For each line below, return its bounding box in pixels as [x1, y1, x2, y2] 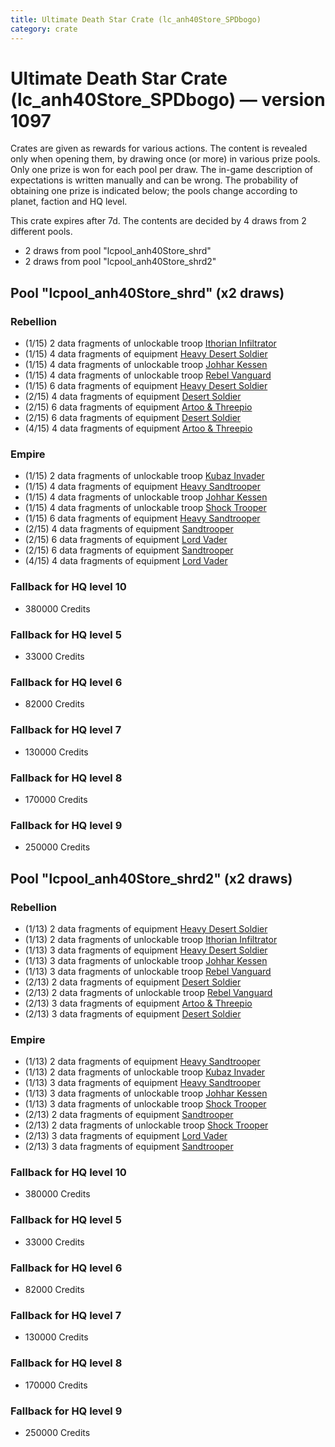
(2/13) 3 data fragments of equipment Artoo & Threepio [24, 997, 253, 1009]
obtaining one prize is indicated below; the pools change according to [10, 185, 298, 197]
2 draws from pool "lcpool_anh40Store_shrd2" [24, 256, 217, 268]
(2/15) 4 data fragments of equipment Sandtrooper [24, 523, 234, 535]
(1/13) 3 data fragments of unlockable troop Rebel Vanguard [24, 965, 272, 977]
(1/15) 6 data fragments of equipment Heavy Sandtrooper [24, 512, 261, 525]
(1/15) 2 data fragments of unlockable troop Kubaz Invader [24, 470, 265, 482]
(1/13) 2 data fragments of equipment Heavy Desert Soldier [24, 922, 268, 935]
